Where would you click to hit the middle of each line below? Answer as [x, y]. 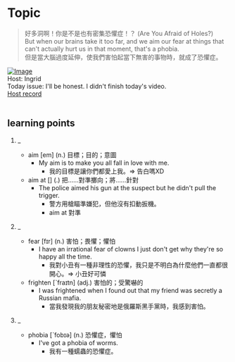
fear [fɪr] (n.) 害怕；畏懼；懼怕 [72, 241]
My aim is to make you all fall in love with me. [104, 163]
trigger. [49, 195]
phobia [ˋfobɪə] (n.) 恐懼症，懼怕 [75, 335]
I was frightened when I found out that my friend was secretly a [131, 290]
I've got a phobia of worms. [78, 342]
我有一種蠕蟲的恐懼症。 [83, 351]
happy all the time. [65, 256]
